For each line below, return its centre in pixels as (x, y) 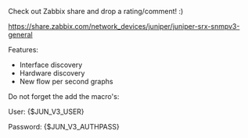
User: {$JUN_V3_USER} (46, 111)
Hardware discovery (52, 73)
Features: (23, 50)
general (20, 35)
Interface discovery (51, 65)
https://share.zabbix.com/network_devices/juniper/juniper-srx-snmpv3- (124, 26)
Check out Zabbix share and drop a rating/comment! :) (96, 11)
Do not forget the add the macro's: (64, 96)
